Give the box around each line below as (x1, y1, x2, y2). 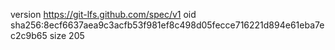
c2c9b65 (10, 30, 48, 41)
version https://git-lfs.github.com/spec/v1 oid (10, 9, 197, 20)
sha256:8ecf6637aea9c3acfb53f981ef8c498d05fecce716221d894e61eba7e (10, 19, 325, 31)
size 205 (49, 30, 85, 41)
